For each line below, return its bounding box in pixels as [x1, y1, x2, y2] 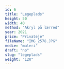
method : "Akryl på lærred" [5, 25, 60, 30]
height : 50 [5, 16, 27, 21]
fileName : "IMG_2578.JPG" [5, 39, 57, 44]
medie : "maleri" [5, 43, 38, 48]
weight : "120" [5, 57, 34, 62]
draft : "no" [5, 48, 29, 52]
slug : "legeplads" [5, 52, 42, 57]
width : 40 [5, 20, 25, 26]
